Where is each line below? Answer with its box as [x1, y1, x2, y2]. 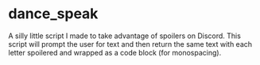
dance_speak [8, 5, 99, 23]
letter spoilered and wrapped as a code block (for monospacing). [8, 48, 222, 57]
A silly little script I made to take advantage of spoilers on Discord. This [8, 31, 241, 40]
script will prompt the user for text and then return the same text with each [8, 39, 253, 48]
